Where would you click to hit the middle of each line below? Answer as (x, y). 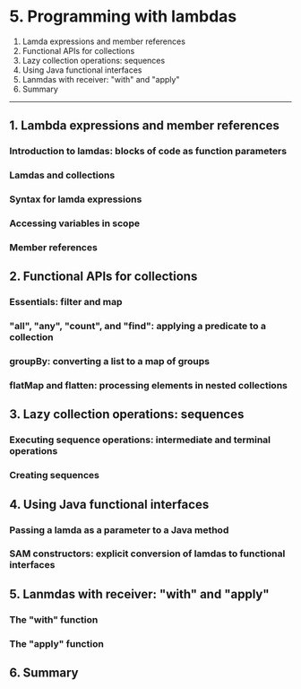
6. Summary (44, 673)
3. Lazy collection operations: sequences (127, 414)
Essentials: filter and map (66, 302)
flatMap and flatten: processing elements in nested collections (149, 386)
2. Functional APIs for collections (103, 277)
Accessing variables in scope (75, 223)
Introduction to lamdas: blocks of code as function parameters (148, 152)
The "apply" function (57, 643)
